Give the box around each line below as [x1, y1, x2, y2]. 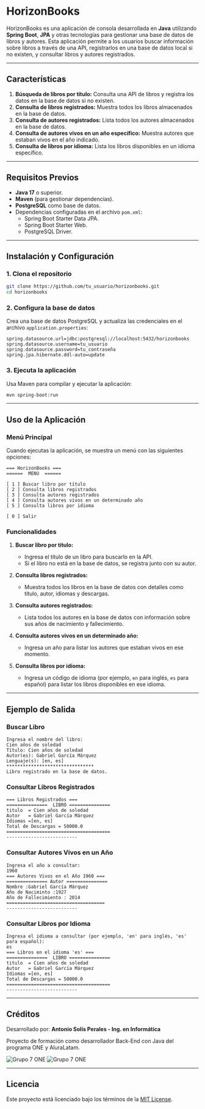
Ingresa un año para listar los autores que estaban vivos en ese [24, 644, 184, 652]
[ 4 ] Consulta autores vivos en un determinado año [6, 497, 143, 503]
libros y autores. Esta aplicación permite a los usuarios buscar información [6, 37, 194, 45]
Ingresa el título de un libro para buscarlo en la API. [24, 553, 153, 561]
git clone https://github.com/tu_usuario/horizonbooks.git [6, 284, 160, 290]
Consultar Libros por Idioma [6, 919, 91, 928]
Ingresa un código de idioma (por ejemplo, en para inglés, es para [24, 674, 189, 682]
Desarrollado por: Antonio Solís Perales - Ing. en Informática [6, 1025, 160, 1032]
